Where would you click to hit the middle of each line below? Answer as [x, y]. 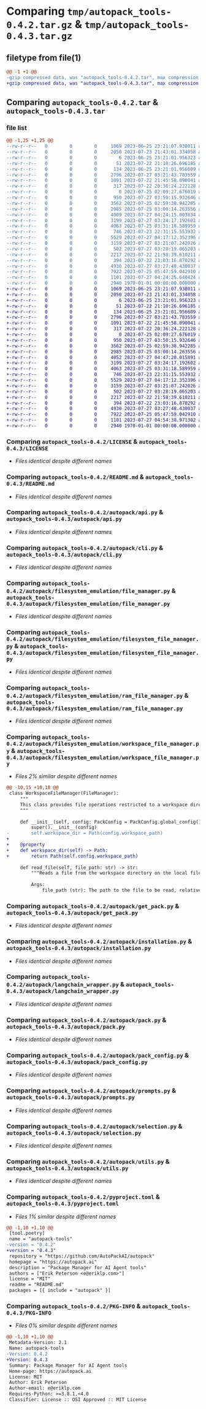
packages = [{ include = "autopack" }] [60, 1291]
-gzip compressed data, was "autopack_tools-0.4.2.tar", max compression [103, 77]
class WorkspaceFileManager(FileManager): [64, 793]
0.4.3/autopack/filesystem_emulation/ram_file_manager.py [95, 708]
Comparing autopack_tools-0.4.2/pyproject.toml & [83, 1197]
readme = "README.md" [36, 1285]
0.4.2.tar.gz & [44, 24]
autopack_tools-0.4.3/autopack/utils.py [67, 1168]
